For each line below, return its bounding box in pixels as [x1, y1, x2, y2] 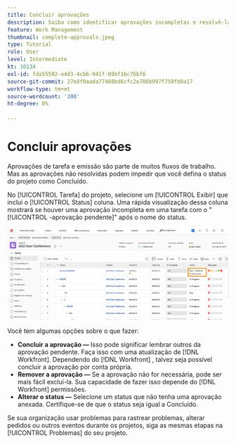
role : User [7, 48, 39, 55]
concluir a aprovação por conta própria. [17, 363, 133, 372]
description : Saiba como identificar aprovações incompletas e [7, 18, 197, 26]
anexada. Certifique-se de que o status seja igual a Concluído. [17, 400, 199, 409]
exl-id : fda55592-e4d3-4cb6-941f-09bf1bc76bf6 [7, 70, 146, 77]
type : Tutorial [7, 41, 52, 48]
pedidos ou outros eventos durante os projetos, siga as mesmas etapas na [7, 422, 223, 430]
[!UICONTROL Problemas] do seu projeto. [7, 429, 128, 437]
